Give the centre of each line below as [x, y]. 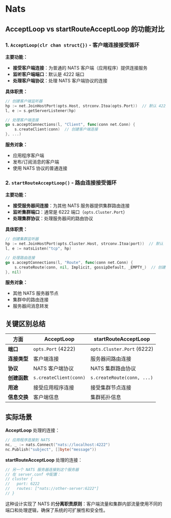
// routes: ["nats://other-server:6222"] [52, 489]
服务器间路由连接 [111, 359]
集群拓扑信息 [106, 397]
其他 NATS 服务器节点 [35, 293]
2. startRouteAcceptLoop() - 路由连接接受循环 [61, 183]
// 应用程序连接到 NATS [28, 440]
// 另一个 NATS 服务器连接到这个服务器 [42, 469]
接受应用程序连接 [54, 388]
